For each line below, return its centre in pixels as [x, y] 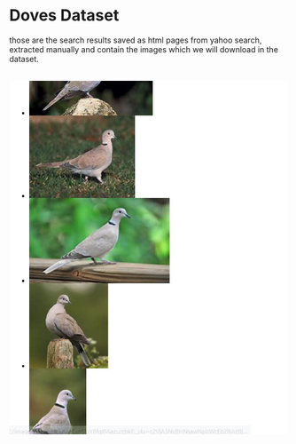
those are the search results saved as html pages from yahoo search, [136, 40]
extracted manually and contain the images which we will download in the [144, 49]
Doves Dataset [64, 16]
